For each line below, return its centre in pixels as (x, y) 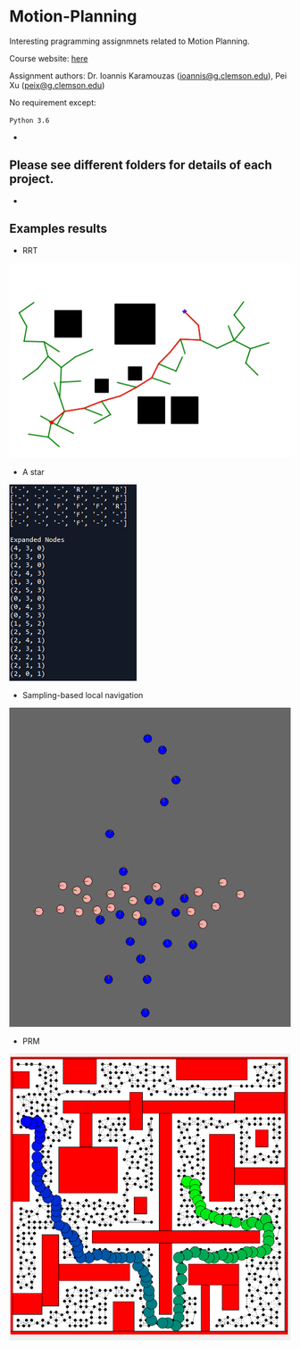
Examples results (58, 229)
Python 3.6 (29, 121)
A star (33, 471)
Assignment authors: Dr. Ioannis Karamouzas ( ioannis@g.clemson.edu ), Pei (148, 75)
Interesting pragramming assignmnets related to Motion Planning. (129, 41)
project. (32, 179)
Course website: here (49, 58)
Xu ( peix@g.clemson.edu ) (57, 85)
